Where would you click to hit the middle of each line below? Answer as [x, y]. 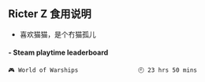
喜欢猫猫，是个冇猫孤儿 [58, 34]
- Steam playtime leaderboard [58, 52]
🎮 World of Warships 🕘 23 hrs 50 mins [102, 70]
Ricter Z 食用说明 [50, 14]
